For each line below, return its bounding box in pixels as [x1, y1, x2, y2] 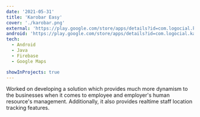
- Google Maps [11, 58, 46, 64]
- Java [11, 48, 28, 53]
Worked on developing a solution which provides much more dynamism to [6, 86, 188, 93]
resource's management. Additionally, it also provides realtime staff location [6, 98, 192, 105]
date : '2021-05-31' [6, 8, 55, 15]
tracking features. [6, 105, 49, 112]
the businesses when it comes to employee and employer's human [6, 91, 170, 99]
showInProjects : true [6, 69, 60, 75]
